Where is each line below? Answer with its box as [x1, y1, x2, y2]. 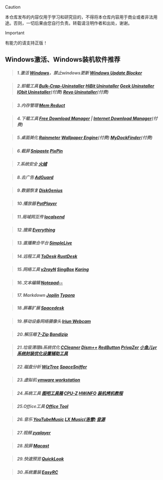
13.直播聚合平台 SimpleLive [16, 240, 73, 246]
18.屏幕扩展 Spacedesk [16, 305, 64, 311]
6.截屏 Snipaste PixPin [16, 148, 63, 154]
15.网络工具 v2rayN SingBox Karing [16, 267, 89, 273]
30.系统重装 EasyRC [16, 469, 59, 475]
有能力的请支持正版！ [5, 40, 47, 46]
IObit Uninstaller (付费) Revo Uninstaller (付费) [16, 89, 109, 95]
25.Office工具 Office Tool [16, 403, 69, 409]
